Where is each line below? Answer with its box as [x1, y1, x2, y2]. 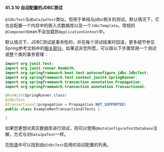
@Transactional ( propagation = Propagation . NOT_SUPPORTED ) [5, 102, 127, 107]
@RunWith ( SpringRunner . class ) [5, 93, 67, 98]
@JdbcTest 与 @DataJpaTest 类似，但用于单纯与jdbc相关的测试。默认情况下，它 [5, 16, 160, 22]
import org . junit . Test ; [5, 61, 54, 66]
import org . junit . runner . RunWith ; [5, 66, 76, 71]
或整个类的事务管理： [5, 52, 48, 58]
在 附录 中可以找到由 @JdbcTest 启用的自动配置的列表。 [5, 142, 112, 148]
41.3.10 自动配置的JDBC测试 [5, 4, 63, 10]
